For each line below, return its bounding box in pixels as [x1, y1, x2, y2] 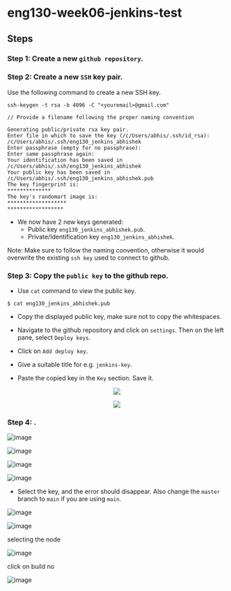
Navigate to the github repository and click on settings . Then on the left [17, 326, 224, 334]
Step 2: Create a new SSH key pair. [7, 72, 123, 82]
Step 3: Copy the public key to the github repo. [7, 271, 169, 280]
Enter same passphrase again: [7, 150, 95, 158]
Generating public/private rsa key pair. [7, 126, 129, 133]
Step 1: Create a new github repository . [7, 54, 144, 63]
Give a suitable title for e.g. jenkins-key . [17, 361, 132, 369]
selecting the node [7, 535, 61, 544]
